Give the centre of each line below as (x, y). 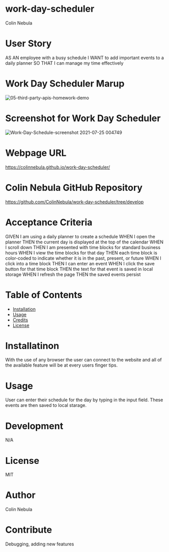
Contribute (29, 530)
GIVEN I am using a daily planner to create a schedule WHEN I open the (80, 236)
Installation (24, 309)
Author (20, 495)
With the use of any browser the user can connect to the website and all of (83, 360)
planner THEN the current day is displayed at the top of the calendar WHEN (84, 242)
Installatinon (32, 346)
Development (34, 426)
